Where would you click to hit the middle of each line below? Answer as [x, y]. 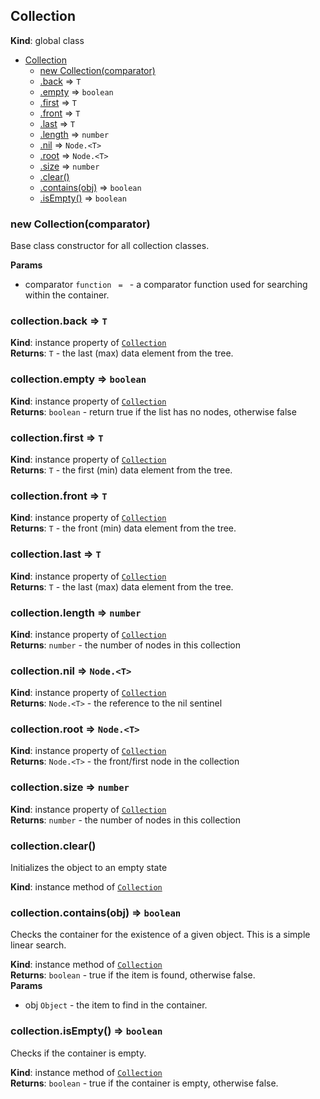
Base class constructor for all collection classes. [110, 246]
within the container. [67, 295]
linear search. [38, 945]
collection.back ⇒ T [59, 321]
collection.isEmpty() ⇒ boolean [86, 1031]
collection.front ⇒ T [59, 496]
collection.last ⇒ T [56, 554]
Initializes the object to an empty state [89, 868]
